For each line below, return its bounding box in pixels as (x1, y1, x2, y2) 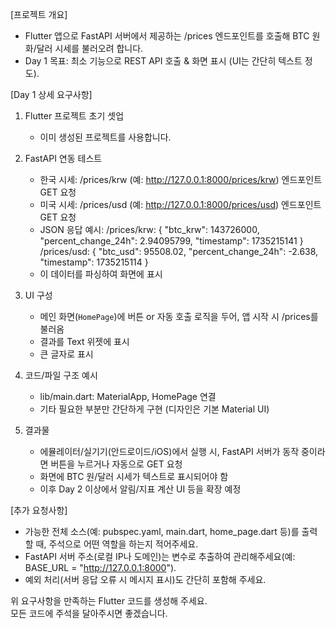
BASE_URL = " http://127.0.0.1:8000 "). (24, 562, 177, 573)
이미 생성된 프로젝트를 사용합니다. (39, 131, 172, 143)
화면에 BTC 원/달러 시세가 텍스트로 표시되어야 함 (39, 471, 229, 482)
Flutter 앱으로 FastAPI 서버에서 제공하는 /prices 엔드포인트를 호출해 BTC (24, 30, 310, 42)
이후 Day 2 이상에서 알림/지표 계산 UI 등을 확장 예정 (39, 483, 242, 495)
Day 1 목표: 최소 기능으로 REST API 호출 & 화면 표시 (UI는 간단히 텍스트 (24, 55, 303, 67)
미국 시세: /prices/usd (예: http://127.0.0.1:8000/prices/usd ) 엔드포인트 (39, 199, 322, 210)
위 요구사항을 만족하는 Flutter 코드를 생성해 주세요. (10, 595, 208, 607)
